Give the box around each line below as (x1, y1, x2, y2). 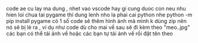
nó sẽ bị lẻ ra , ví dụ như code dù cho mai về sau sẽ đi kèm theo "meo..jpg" (6, 24, 190, 31)
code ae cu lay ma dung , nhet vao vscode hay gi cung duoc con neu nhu (6, 5, 186, 12)
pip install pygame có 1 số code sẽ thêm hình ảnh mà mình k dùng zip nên (6, 18, 187, 24)
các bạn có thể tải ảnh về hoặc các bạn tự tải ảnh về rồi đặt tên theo (6, 30, 174, 37)
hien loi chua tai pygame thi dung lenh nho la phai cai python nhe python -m (6, 11, 193, 18)
